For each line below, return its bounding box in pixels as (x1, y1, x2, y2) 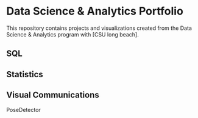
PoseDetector (6, 106, 41, 113)
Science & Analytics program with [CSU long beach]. (6, 30, 139, 38)
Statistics (6, 69, 44, 80)
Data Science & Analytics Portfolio (6, 4, 184, 18)
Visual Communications (6, 90, 99, 100)
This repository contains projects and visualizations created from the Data (6, 24, 192, 32)
